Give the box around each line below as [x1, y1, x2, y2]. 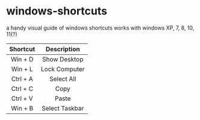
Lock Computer [41, 65, 85, 73]
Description [45, 45, 80, 53]
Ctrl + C [11, 84, 33, 93]
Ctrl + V [11, 94, 33, 103]
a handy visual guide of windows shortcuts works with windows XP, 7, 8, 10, [6, 24, 195, 31]
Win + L [11, 65, 33, 73]
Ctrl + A [11, 74, 33, 83]
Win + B [11, 104, 34, 112]
